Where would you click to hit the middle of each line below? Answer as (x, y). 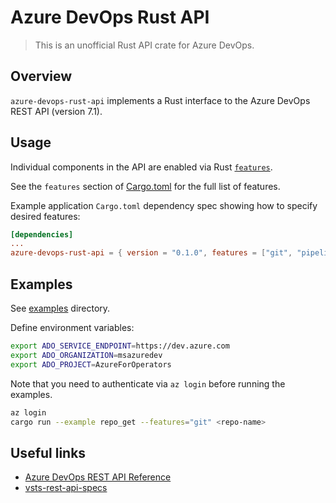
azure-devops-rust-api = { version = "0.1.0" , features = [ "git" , (151, 253)
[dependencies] (42, 234)
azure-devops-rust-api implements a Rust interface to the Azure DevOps (160, 100)
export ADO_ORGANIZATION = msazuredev (86, 355)
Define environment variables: (72, 327)
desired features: (45, 216)
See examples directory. (60, 308)
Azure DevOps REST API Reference (98, 477)
